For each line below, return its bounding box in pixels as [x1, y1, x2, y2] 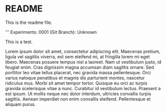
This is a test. [5, 38, 33, 45]
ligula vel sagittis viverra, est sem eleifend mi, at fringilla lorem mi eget [5, 53, 150, 60]
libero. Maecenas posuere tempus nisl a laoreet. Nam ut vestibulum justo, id [5, 59, 161, 65]
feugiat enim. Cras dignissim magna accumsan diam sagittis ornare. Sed [5, 64, 154, 70]
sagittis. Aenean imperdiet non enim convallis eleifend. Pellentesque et [5, 96, 151, 102]
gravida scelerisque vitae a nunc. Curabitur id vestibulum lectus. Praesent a [5, 85, 161, 91]
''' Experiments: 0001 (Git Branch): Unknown [5, 29, 97, 35]
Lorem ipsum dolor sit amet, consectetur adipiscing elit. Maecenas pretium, [5, 48, 160, 54]
